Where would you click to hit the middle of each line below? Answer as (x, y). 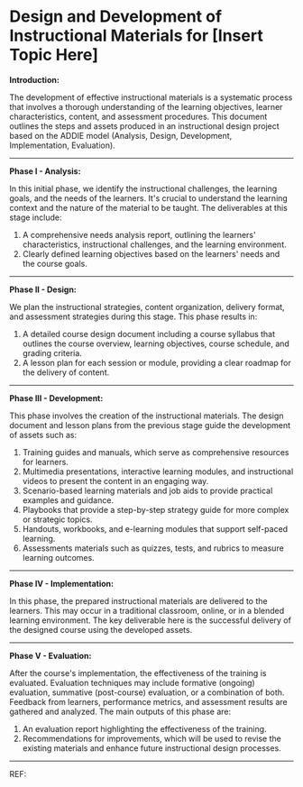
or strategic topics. (57, 519)
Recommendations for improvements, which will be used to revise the (151, 738)
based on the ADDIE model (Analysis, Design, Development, (121, 135)
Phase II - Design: (43, 289)
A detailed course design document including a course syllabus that (149, 334)
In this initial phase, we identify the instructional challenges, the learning (143, 188)
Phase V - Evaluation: (50, 655)
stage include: (36, 217)
